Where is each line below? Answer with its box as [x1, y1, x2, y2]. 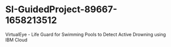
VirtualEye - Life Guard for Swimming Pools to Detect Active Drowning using [5, 31, 166, 37]
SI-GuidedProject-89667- [5, 4, 118, 15]
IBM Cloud [5, 37, 28, 43]
